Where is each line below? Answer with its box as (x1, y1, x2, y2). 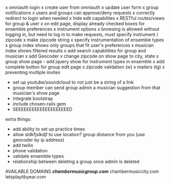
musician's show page (12, 90, 60, 96)
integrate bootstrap (12, 95, 53, 101)
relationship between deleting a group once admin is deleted (12, 158, 140, 165)
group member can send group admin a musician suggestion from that (12, 85, 161, 91)
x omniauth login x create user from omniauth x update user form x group (5, 5, 159, 10)
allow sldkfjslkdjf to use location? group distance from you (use (12, 131, 145, 137)
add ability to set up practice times (12, 126, 85, 132)
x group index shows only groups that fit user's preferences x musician (5, 42, 154, 48)
